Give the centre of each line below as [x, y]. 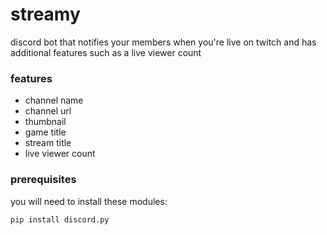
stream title [48, 143]
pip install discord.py [60, 219]
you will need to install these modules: [89, 201]
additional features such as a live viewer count [106, 52]
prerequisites [43, 180]
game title [45, 132]
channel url [48, 111]
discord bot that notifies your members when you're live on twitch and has [163, 42]
